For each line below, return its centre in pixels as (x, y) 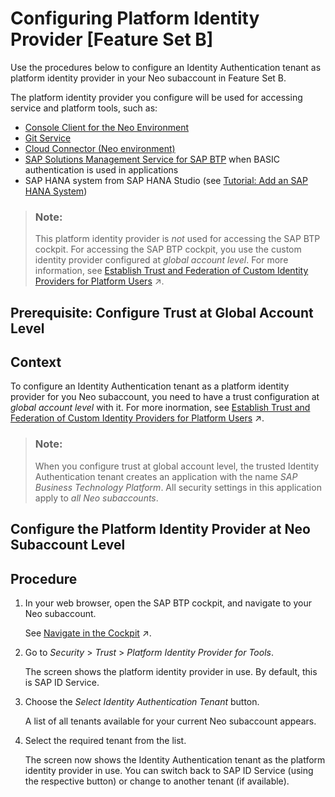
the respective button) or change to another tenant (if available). (157, 781)
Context (36, 362)
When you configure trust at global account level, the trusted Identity (177, 466)
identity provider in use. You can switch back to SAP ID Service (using (169, 770)
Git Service (48, 138)
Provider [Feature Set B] (112, 39)
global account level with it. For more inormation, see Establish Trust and (160, 408)
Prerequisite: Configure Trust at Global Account (162, 312)
